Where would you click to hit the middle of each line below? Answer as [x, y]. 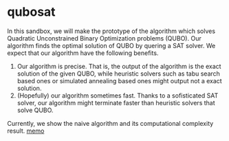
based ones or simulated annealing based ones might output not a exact [119, 80]
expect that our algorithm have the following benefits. [83, 53]
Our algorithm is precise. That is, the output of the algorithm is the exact [119, 66]
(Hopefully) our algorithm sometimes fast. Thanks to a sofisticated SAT [118, 95]
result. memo [26, 131]
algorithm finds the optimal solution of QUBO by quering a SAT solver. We [111, 45]
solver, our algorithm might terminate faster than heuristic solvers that [116, 102]
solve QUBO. [35, 110]
